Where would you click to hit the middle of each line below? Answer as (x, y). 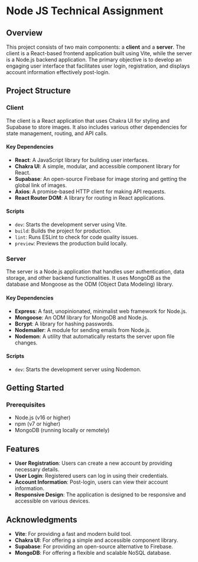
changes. (26, 343)
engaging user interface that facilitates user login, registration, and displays (98, 66)
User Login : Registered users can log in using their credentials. (91, 476)
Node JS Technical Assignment (85, 11)
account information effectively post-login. (58, 72)
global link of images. (40, 185)
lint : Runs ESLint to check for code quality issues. (77, 237)
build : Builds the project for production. (63, 231)
